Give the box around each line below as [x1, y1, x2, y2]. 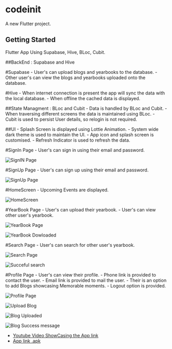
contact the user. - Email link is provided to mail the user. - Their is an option [5, 277, 167, 283]
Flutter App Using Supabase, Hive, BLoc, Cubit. [5, 49, 106, 55]
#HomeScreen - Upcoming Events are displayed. [5, 186, 109, 193]
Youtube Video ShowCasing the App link [12, 332, 99, 338]
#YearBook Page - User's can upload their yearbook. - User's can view [5, 206, 156, 212]
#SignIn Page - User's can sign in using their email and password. [5, 147, 145, 153]
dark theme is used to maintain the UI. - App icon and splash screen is [5, 131, 154, 138]
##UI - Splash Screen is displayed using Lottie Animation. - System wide [5, 126, 159, 132]
